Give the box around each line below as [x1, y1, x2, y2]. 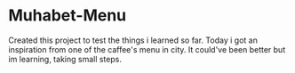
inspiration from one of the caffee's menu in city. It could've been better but [8, 44, 286, 54]
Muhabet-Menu [8, 5, 127, 26]
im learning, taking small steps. [8, 53, 122, 64]
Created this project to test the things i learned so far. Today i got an [8, 35, 259, 45]
